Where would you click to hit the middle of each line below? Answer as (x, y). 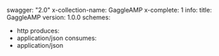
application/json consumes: (57, 38)
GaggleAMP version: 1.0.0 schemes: (59, 17)
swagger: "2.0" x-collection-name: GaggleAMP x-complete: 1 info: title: (109, 10)
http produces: (38, 31)
